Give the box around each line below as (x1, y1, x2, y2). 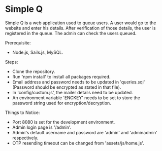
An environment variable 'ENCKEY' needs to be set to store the (12, 95, 140, 101)
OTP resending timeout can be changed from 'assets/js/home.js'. (12, 140, 144, 146)
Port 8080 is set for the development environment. (12, 119, 115, 125)
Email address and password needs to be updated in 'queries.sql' (12, 79, 145, 85)
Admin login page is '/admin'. (12, 124, 71, 130)
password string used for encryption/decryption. (12, 100, 111, 106)
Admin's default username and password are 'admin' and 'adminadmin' (12, 129, 158, 135)
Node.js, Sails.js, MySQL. (12, 49, 64, 55)
